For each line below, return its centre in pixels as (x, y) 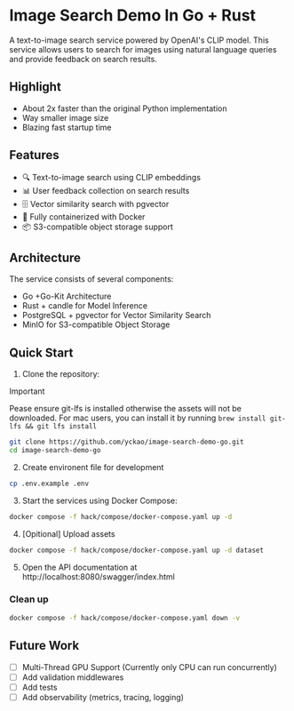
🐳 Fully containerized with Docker (83, 216)
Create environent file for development (93, 467)
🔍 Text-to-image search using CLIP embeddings (111, 177)
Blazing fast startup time (67, 127)
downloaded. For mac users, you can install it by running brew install (138, 418)
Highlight (36, 87)
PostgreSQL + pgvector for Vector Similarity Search (116, 316)
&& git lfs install (61, 427)
